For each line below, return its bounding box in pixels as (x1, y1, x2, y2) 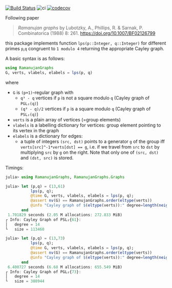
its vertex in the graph (12, 127, 59, 133)
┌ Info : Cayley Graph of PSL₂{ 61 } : (5, 217, 81, 222)
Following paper (5, 15, 39, 20)
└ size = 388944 (5, 279, 45, 284)
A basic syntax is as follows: (5, 55, 65, 61)
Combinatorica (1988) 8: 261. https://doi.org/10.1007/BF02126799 (17, 30, 156, 36)
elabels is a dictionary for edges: (12, 133, 83, 139)
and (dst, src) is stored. (20, 154, 74, 161)
